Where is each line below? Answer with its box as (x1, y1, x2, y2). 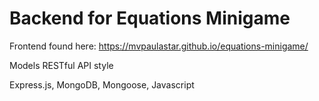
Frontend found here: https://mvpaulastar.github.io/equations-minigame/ (9, 40, 309, 52)
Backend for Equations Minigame (9, 7, 291, 30)
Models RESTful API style (9, 59, 114, 71)
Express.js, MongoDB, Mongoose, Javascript (9, 78, 195, 91)
